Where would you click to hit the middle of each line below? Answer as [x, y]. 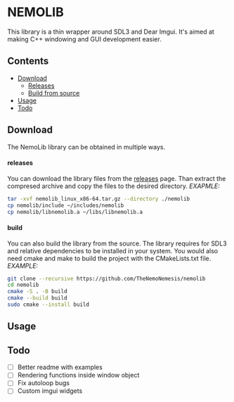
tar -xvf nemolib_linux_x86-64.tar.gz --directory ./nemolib [99, 199]
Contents [28, 61]
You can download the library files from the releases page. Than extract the [117, 178]
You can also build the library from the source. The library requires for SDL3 [117, 243]
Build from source [54, 93]
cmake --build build [38, 298]
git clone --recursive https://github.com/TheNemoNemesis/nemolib [106, 279]
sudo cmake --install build [48, 305]
